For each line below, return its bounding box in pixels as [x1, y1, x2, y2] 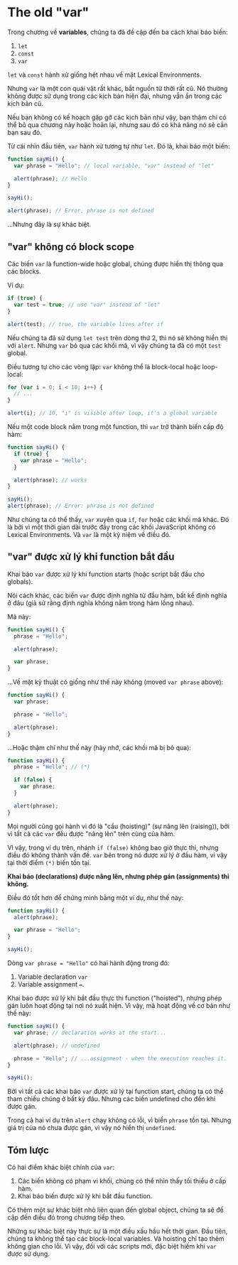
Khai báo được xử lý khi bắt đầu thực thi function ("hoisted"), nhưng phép [7, 994, 222, 1002]
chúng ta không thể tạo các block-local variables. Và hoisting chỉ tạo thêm [7, 1234, 225, 1243]
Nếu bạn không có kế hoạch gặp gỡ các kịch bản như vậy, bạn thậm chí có [7, 113, 227, 121]
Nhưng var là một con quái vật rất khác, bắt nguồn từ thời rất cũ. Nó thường [7, 84, 228, 92]
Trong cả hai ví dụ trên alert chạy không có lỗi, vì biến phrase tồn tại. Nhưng [7, 1116, 232, 1124]
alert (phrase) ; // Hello [13, 175, 87, 182]
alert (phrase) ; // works [13, 477, 87, 484]
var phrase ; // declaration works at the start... [13, 1029, 167, 1036]
